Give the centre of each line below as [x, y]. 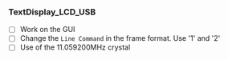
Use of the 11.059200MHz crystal [75, 47]
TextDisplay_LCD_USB [52, 12]
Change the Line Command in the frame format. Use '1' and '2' [120, 38]
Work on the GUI [47, 30]
